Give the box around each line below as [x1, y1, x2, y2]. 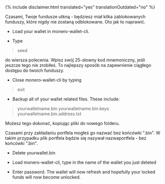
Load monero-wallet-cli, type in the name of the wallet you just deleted [12, 159, 157, 165]
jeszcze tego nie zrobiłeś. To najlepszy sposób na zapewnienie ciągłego [5, 62, 152, 68]
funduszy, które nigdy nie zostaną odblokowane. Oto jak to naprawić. [5, 19, 146, 25]
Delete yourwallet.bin [12, 150, 56, 155]
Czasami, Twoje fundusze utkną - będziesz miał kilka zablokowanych [5, 14, 146, 19]
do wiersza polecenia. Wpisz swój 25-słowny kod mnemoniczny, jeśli [5, 57, 145, 63]
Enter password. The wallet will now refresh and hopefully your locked [12, 169, 156, 175]
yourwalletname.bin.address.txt [17, 111, 82, 117]
